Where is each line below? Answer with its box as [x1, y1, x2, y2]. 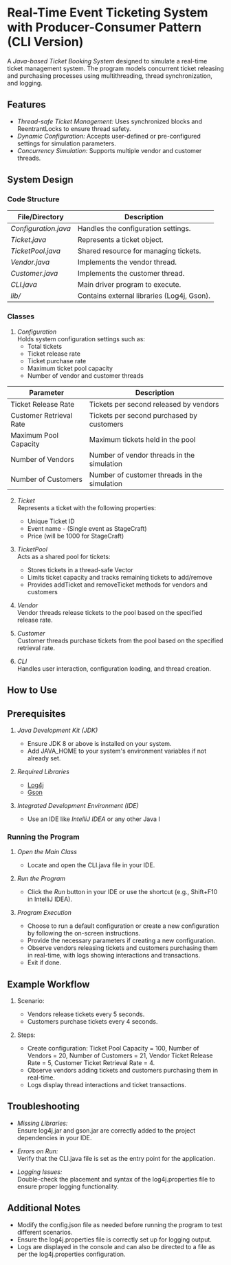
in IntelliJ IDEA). [27, 895, 73, 904]
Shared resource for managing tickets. [77, 246, 201, 256]
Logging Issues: [16, 1167, 63, 1176]
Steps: [16, 1031, 36, 1039]
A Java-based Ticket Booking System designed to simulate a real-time [7, 57, 208, 65]
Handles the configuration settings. [77, 224, 191, 234]
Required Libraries [16, 767, 70, 776]
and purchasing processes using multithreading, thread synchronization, [7, 71, 213, 80]
